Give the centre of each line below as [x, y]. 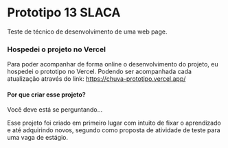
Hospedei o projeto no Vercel [57, 49]
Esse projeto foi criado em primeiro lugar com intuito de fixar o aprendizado [114, 123]
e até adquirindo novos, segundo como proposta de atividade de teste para [114, 130]
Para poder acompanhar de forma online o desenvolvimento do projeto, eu [113, 64]
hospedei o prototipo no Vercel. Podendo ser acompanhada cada [100, 72]
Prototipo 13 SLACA [64, 13]
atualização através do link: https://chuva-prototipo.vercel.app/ [96, 79]
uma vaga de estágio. [38, 138]
